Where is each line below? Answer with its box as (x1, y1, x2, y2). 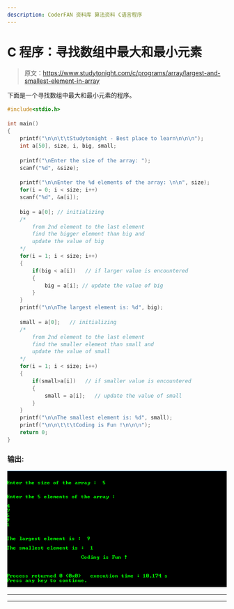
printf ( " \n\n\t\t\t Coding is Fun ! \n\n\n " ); (19, 422, 151, 429)
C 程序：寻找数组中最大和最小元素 (7, 44, 203, 60)
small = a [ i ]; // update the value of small (44, 392, 182, 399)
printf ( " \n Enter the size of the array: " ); (19, 157, 151, 164)
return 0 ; (19, 429, 49, 436)
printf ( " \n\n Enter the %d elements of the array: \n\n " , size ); (19, 179, 210, 186)
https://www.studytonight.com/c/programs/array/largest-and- (42, 68, 221, 77)
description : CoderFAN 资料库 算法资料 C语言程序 (7, 11, 143, 18)
